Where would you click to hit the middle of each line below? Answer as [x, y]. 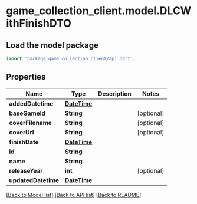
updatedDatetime [34, 180]
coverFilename [30, 123]
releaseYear [26, 170]
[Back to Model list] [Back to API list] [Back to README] [74, 195]
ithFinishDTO [39, 23]
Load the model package [52, 45]
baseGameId [27, 113]
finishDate [24, 142]
